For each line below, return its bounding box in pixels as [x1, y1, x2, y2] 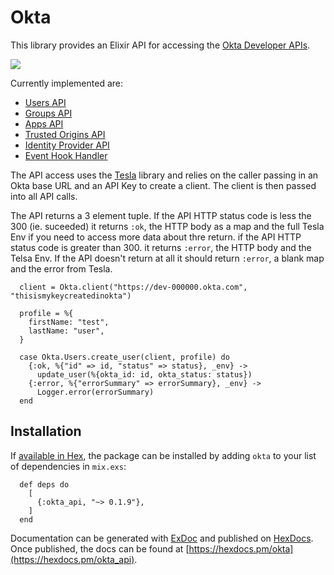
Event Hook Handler [24, 149, 108, 161]
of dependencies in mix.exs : [10, 460, 127, 472]
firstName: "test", [28, 317, 110, 327]
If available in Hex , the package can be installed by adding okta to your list [10, 449, 317, 461]
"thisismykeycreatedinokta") [10, 291, 132, 301]
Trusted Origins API [24, 128, 106, 140]
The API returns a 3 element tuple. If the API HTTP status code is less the [10, 209, 312, 221]
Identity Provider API [24, 139, 110, 151]
